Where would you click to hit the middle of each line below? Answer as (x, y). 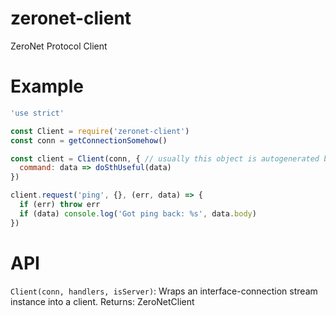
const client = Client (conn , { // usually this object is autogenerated (165, 158)
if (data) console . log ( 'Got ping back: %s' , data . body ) (138, 213)
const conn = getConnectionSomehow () (89, 140)
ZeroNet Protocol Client (59, 46)
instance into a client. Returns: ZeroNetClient (102, 301)
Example (47, 86)
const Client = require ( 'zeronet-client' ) (100, 131)
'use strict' (37, 113)
